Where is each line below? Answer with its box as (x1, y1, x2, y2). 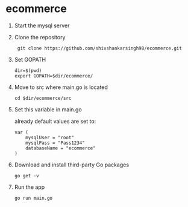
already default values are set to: (14, 117, 96, 125)
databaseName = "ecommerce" (25, 145, 96, 151)
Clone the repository (14, 33, 66, 41)
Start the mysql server (14, 22, 70, 29)
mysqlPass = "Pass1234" (25, 140, 85, 146)
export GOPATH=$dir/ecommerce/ (14, 73, 93, 79)
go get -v (14, 172, 40, 179)
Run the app (14, 183, 45, 191)
